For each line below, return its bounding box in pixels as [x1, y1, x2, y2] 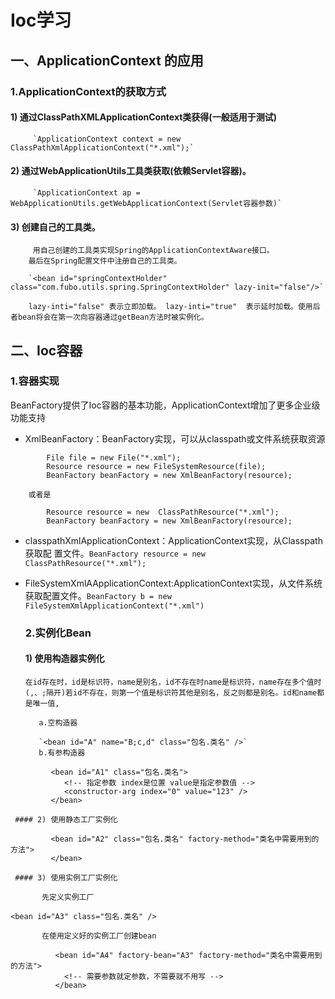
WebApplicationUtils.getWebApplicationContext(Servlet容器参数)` [10, 198, 283, 208]
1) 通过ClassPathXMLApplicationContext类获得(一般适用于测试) [10, 111, 277, 123]
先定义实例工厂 [41, 892, 95, 902]
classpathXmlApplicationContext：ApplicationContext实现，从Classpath [24, 534, 323, 546]
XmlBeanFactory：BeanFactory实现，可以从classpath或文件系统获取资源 [24, 432, 326, 445]
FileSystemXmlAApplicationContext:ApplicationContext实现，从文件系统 [24, 577, 323, 589]
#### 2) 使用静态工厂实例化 [14, 814, 118, 825]
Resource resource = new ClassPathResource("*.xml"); [46, 507, 280, 517]
